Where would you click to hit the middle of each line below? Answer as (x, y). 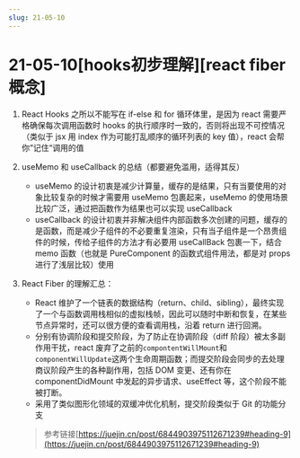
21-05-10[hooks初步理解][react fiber (147, 65)
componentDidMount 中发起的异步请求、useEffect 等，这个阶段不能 (161, 381)
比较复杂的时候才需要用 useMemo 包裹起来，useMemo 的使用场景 (165, 197)
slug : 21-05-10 (37, 18)
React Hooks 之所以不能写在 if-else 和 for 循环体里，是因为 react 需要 (150, 114)
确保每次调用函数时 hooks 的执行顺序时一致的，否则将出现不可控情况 (157, 125)
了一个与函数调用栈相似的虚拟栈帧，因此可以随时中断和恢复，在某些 (161, 313)
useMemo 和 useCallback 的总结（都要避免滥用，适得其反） (132, 166)
